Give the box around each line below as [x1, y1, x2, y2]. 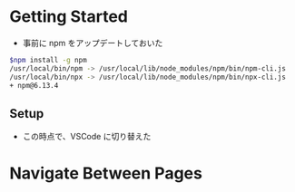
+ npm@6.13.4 [9, 81, 59, 90]
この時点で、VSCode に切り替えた [22, 131, 152, 142]
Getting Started [9, 6, 129, 27]
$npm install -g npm [9, 55, 88, 64]
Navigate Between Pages [9, 163, 202, 184]
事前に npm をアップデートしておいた [22, 37, 163, 48]
